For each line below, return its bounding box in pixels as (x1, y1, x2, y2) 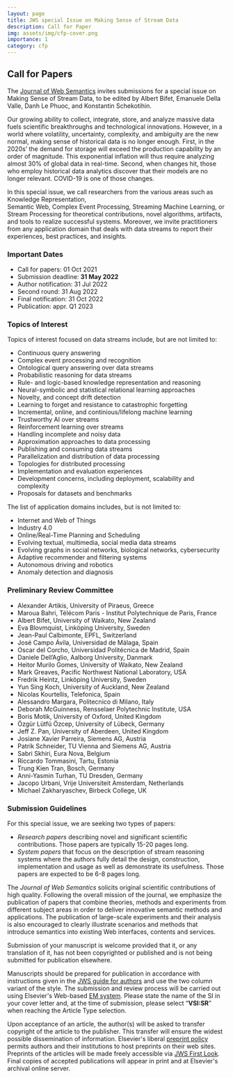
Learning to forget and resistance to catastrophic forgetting (17, 401, 188, 409)
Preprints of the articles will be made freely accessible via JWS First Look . (7, 1049, 220, 1058)
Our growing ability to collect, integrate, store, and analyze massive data (7, 115, 215, 123)
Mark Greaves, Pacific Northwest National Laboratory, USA (17, 667, 186, 676)
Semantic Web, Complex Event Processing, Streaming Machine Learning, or (7, 203, 225, 211)
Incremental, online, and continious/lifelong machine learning (17, 408, 193, 416)
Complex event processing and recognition (17, 356, 141, 365)
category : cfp (7, 42, 49, 49)
